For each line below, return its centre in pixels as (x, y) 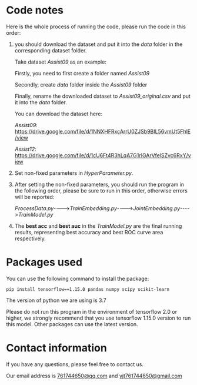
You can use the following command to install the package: (78, 278)
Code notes (35, 10)
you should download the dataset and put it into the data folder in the (98, 44)
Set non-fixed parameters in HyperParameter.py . (74, 173)
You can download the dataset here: (59, 114)
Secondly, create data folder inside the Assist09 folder (81, 84)
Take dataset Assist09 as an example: (61, 62)
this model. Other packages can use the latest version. (72, 324)
